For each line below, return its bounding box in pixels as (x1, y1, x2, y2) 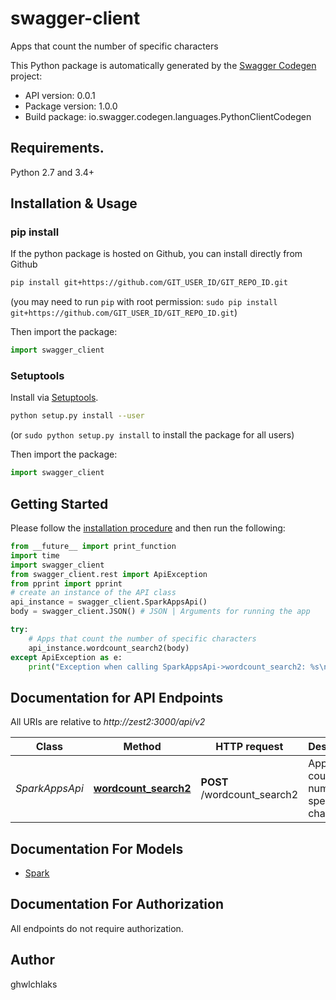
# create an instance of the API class (10, 588, 177, 598)
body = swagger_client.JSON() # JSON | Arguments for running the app (10, 607, 311, 617)
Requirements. (10, 140, 105, 157)
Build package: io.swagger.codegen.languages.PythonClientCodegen (24, 110, 312, 122)
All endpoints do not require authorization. (10, 922, 184, 934)
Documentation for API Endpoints (10, 689, 224, 706)
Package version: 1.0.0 (24, 100, 118, 112)
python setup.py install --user (10, 411, 145, 421)
